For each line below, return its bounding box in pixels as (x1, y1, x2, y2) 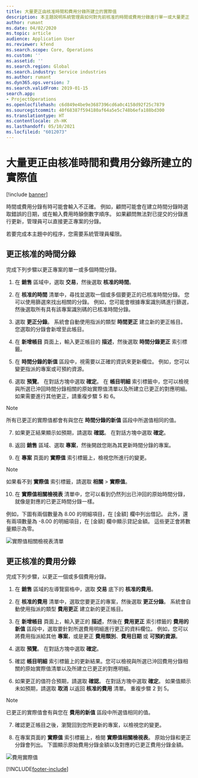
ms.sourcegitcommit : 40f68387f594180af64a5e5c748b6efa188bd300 (6, 107, 165, 113)
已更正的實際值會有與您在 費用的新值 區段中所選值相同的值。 (6, 709, 154, 716)
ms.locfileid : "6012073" (6, 129, 67, 135)
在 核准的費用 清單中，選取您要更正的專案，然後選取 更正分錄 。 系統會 (14, 598, 186, 605)
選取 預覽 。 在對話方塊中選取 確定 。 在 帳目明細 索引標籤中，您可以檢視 (14, 378, 189, 385)
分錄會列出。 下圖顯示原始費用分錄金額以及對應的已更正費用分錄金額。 (14, 741, 187, 749)
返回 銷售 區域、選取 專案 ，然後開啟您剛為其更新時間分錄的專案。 (14, 441, 174, 448)
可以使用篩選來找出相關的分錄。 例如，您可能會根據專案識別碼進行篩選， (14, 298, 192, 305)
